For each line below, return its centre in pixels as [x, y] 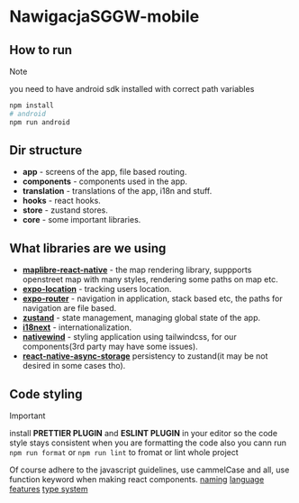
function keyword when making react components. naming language [137, 480]
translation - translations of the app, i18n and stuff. [117, 191]
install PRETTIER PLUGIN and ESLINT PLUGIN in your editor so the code [143, 434]
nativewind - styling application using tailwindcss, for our [129, 337]
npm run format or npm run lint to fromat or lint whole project [124, 453]
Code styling [46, 394]
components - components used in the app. [104, 181]
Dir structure [46, 151]
